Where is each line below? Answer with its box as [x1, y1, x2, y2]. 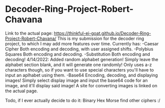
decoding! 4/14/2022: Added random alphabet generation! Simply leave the [5, 56, 159, 62]
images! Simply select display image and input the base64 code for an [5, 77, 148, 83]
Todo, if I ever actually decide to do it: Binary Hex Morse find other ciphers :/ [5, 97, 161, 103]
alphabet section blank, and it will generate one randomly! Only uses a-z [5, 62, 152, 68]
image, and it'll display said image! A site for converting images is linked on [5, 82, 158, 88]
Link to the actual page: [5, 30, 53, 36]
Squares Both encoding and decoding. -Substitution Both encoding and [5, 51, 150, 57]
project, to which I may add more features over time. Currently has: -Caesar [5, 40, 159, 46]
